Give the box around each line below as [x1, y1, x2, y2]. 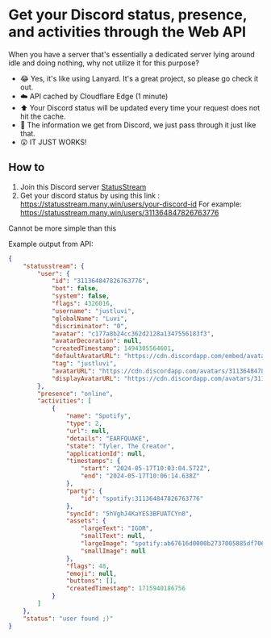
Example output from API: [8, 239, 94, 248]
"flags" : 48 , [65, 562, 110, 570]
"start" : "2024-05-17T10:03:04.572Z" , [80, 465, 211, 473]
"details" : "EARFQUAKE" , [65, 434, 150, 443]
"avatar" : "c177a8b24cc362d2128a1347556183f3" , [51, 329, 215, 338]
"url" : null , [65, 427, 110, 435]
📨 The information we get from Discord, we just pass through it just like [19, 119, 256, 130]
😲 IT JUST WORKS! [19, 137, 87, 147]
